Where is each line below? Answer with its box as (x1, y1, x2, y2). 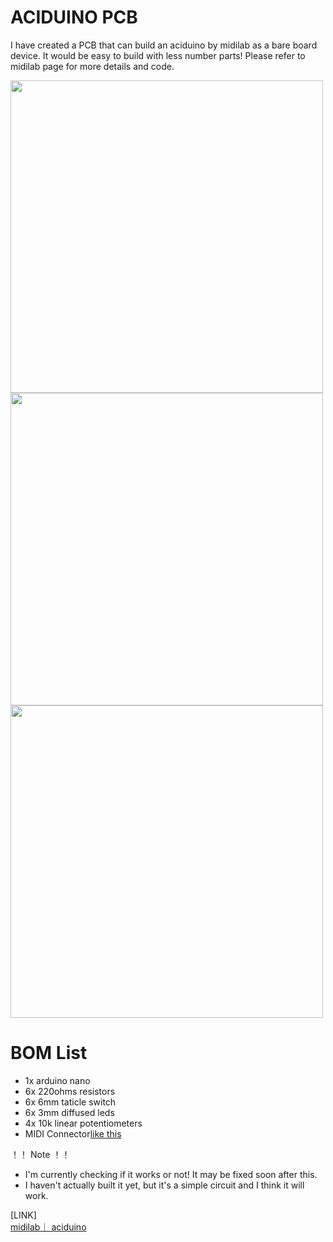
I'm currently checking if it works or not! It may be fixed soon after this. (24, 1168, 318, 1180)
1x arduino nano (24, 1074, 91, 1086)
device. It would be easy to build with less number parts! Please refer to (10, 49, 306, 61)
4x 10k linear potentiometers (24, 1117, 143, 1129)
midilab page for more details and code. (10, 60, 175, 72)
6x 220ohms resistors (24, 1085, 116, 1097)
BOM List (10, 1042, 88, 1065)
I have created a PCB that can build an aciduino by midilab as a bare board (10, 39, 318, 51)
